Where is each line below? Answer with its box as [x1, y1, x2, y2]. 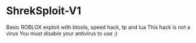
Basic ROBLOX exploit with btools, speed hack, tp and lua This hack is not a [6, 24, 191, 31]
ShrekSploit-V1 [6, 4, 82, 18]
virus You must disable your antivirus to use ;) [6, 29, 118, 37]
